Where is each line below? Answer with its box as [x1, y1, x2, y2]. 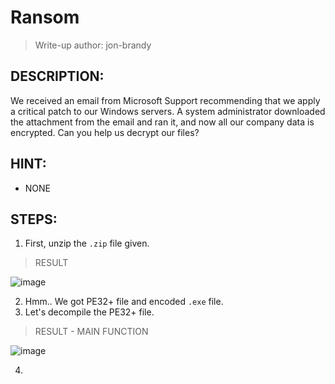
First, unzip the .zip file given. [24, 237, 150, 250]
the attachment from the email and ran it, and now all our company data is [10, 116, 315, 128]
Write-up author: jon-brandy [34, 39, 152, 51]
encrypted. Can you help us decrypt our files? [10, 126, 200, 138]
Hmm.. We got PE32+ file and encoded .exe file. [24, 296, 224, 308]
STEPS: [10, 211, 58, 228]
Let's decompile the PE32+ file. [24, 306, 155, 318]
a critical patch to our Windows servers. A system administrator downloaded [10, 105, 326, 117]
